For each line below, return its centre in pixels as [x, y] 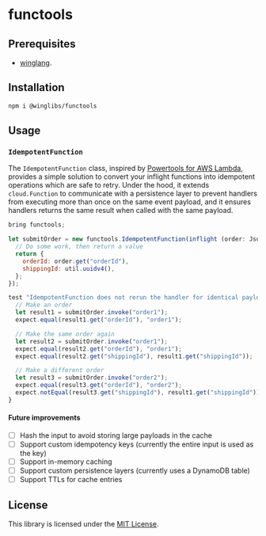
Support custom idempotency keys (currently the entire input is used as [137, 444]
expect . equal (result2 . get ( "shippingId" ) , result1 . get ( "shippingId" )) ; [134, 356]
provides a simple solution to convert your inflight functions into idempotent [132, 177]
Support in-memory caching [66, 462]
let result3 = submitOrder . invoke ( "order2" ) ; [92, 378]
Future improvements [44, 418]
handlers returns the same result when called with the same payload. [121, 211]
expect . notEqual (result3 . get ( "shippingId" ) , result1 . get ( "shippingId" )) [138, 393]
